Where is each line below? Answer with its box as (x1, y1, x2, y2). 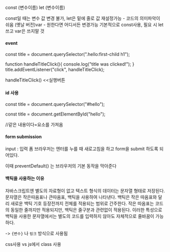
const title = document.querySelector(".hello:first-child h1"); (5, 51, 130, 58)
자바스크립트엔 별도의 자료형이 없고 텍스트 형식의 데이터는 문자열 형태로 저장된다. (5, 187, 165, 193)
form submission (5, 134, 42, 139)
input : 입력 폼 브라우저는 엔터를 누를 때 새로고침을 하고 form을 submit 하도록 (5, 146, 158, 152)
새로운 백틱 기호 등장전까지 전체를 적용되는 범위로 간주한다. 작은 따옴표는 (10, 200, 154, 206)
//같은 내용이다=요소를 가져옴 (5, 122, 63, 128)
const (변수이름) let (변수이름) (5, 5, 65, 10)
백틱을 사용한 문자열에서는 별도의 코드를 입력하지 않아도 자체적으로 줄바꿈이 (5, 213, 155, 219)
